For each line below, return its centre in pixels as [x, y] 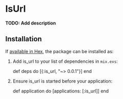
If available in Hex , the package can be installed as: [59, 51]
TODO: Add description [31, 23]
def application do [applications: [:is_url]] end [61, 91]
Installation [24, 39]
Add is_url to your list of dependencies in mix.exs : [65, 61]
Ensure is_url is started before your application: [63, 81]
